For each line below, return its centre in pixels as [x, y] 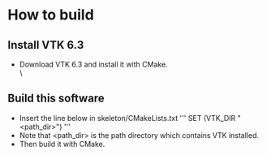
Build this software [56, 99]
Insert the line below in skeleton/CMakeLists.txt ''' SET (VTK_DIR [127, 118]
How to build [51, 15]
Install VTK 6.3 [46, 45]
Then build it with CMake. [62, 144]
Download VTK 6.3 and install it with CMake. [93, 64]
